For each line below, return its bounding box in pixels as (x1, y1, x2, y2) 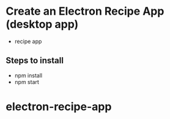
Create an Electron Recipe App (6, 4, 164, 18)
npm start (14, 78, 39, 85)
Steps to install (6, 55, 64, 66)
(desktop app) (6, 17, 79, 31)
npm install (14, 72, 43, 79)
